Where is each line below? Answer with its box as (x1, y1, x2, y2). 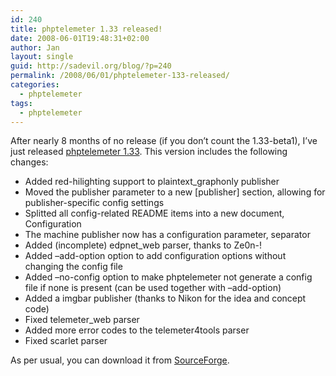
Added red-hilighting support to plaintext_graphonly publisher (24, 176, 280, 188)
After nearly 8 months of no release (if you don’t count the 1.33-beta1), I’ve (10, 135, 318, 147)
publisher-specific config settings (24, 197, 165, 209)
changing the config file (24, 261, 123, 273)
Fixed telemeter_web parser (24, 314, 140, 326)
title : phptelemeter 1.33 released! (10, 24, 163, 34)
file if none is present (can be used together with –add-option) (24, 282, 282, 294)
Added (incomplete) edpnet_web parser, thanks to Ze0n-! (24, 239, 262, 251)
